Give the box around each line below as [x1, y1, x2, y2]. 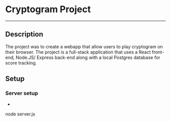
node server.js [5, 111, 36, 117]
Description [5, 30, 43, 39]
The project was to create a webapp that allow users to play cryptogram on [5, 43, 163, 49]
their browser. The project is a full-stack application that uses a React [5, 49, 151, 55]
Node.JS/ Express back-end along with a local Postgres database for [15, 54, 160, 60]
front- [152, 49, 164, 55]
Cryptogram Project [5, 4, 91, 15]
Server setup [5, 90, 38, 97]
